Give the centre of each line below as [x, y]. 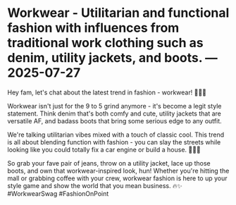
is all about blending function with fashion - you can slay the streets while [114, 142]
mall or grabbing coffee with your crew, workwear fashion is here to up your [117, 178]
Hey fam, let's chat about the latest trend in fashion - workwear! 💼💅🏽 [107, 92]
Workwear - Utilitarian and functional [118, 13]
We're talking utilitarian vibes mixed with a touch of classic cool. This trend [116, 135]
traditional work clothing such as [105, 43]
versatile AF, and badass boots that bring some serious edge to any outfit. [114, 120]
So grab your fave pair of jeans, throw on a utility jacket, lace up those [109, 163]
